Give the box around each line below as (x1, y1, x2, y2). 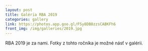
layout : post (5, 7, 33, 13)
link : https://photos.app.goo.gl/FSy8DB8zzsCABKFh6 (5, 21, 116, 27)
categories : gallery (5, 17, 49, 22)
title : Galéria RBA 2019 (5, 12, 57, 17)
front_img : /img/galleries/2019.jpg (5, 26, 82, 31)
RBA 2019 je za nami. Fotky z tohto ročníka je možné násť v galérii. (5, 40, 143, 46)
